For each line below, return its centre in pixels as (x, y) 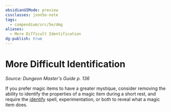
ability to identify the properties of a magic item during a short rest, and (81, 94)
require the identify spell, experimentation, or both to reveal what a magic (83, 99)
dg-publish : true (24, 39)
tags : (11, 20)
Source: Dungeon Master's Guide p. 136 (47, 78)
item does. (16, 105)
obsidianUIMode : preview (32, 10)
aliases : (15, 29)
